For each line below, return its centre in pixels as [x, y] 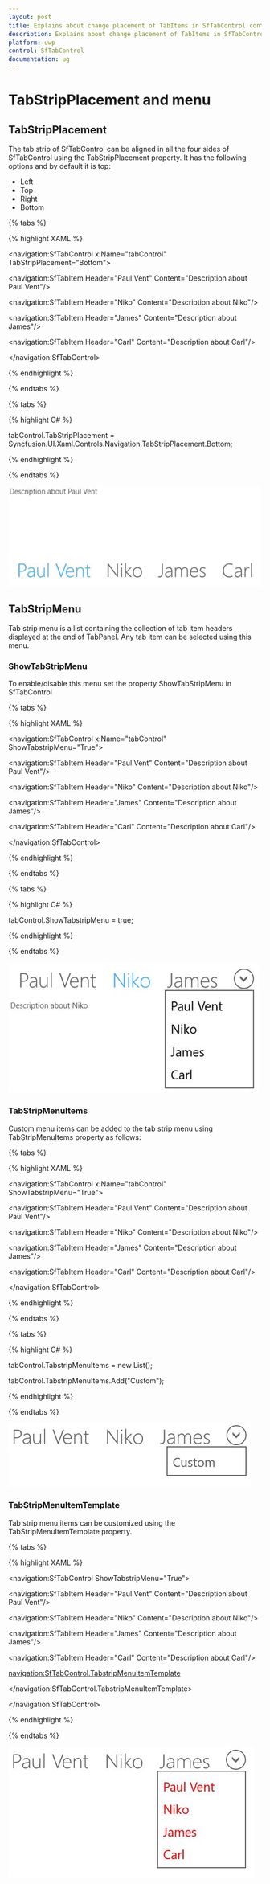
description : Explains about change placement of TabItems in [115, 34]
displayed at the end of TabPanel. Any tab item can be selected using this [130, 637]
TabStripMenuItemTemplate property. [70, 1531]
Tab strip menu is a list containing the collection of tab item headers [121, 628]
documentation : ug [39, 59]
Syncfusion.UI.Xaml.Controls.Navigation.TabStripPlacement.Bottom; [121, 444]
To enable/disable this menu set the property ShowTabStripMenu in [120, 684]
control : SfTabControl [46, 51]
